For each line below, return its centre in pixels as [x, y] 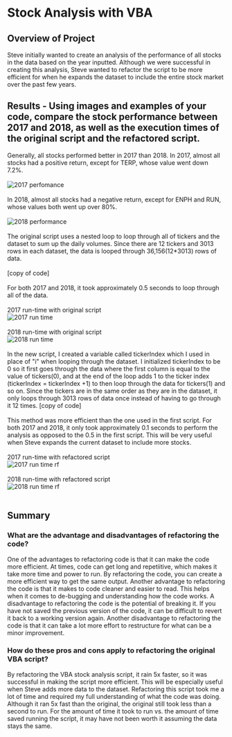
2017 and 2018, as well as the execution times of [113, 128]
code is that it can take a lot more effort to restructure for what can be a [109, 625]
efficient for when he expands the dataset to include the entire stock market [115, 77]
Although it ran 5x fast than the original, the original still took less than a [109, 704]
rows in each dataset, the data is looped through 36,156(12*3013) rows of [112, 251]
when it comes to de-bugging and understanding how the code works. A [111, 596]
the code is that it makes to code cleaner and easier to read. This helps [108, 588]
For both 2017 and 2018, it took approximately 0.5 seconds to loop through [113, 287]
